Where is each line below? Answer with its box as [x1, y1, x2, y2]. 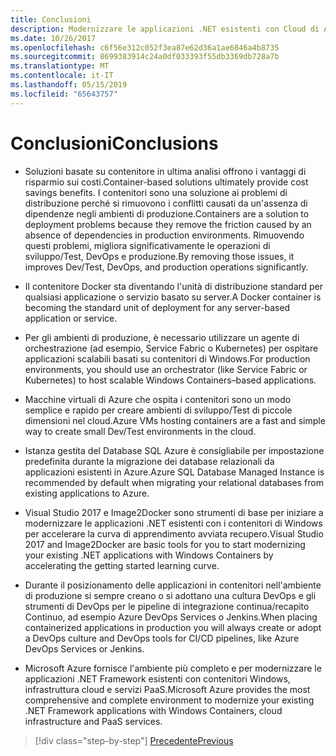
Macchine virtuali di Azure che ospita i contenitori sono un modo [24, 393, 292, 405]
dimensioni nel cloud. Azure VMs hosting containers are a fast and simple [24, 414, 326, 426]
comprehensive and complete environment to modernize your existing [24, 694, 315, 706]
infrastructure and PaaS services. [24, 715, 163, 727]
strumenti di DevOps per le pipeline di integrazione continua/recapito [24, 600, 310, 612]
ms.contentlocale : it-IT [10, 71, 114, 81]
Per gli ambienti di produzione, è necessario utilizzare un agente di [24, 331, 300, 343]
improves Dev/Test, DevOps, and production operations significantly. [24, 261, 309, 273]
